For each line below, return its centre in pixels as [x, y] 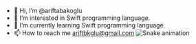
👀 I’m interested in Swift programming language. [82, 18]
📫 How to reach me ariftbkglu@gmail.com [74, 33]
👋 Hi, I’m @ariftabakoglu [48, 11]
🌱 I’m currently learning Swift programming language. [89, 25]
